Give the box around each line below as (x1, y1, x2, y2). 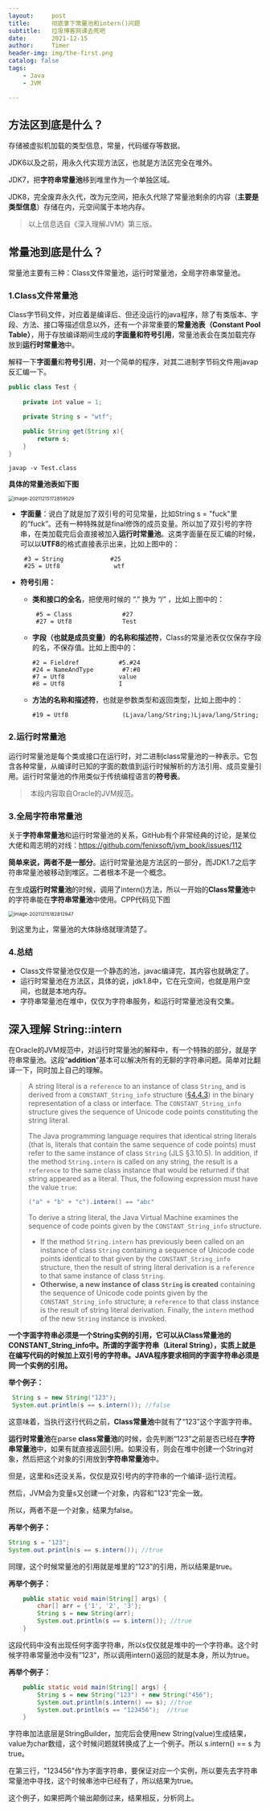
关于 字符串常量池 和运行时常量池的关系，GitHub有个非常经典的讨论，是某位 (8, 831, 257, 840)
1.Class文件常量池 (8, 291, 78, 302)
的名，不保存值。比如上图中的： (31, 643, 138, 653)
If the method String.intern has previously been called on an (39, 1237, 245, 1246)
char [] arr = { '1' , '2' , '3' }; (37, 1602, 142, 1610)
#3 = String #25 (23, 555, 122, 563)
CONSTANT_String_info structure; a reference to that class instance (39, 1297, 260, 1306)
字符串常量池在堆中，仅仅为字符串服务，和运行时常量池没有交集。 (19, 996, 239, 1006)
